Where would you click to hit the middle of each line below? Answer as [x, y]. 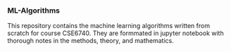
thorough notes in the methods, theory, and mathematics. [90, 41]
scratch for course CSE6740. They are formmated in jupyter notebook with [115, 33]
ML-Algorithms [33, 11]
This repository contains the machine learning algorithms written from [108, 26]
